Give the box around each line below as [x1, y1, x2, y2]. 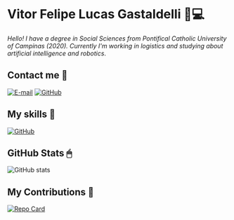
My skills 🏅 [7, 109, 56, 121]
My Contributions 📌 [7, 186, 95, 198]
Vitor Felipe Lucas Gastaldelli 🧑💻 [7, 6, 205, 22]
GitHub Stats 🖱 [7, 147, 72, 159]
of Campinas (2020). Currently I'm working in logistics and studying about [7, 41, 223, 50]
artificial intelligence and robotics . [7, 49, 107, 57]
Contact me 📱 [7, 69, 68, 81]
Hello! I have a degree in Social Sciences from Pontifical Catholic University [7, 34, 227, 43]
